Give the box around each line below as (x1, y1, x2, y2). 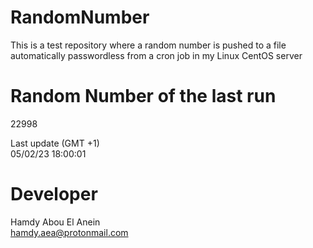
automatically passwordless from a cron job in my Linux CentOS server (10, 49, 303, 61)
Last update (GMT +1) (10, 137, 100, 149)
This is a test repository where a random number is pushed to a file (10, 39, 287, 51)
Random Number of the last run (10, 85, 277, 108)
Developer (10, 183, 98, 206)
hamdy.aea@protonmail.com (10, 226, 129, 238)
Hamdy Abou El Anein (10, 216, 101, 228)
